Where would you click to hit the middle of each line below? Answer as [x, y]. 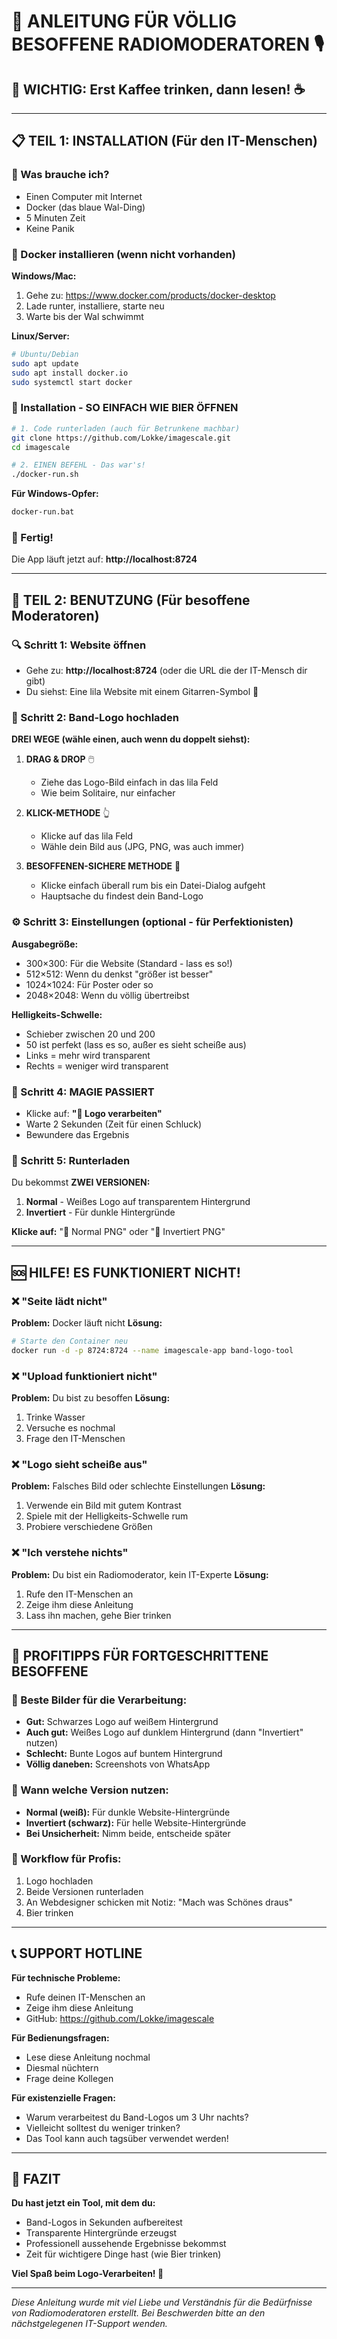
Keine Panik [50, 228]
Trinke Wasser [55, 1417]
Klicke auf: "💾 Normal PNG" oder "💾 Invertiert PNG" [118, 1232]
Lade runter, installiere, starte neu [95, 306]
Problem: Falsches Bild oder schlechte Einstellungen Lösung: [138, 1486]
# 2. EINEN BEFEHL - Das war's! [78, 465]
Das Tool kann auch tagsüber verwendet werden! [127, 2138]
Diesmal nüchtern [62, 2067]
